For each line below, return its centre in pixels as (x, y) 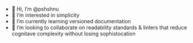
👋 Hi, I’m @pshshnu (35, 9)
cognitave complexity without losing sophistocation (73, 34)
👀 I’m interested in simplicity (46, 15)
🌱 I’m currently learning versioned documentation (71, 21)
